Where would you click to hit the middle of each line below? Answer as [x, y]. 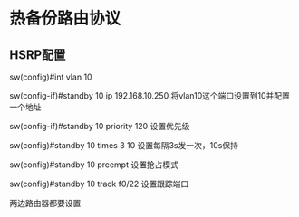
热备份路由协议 [65, 19]
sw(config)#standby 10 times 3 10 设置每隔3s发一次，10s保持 [124, 145]
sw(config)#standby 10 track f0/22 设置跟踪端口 [99, 184]
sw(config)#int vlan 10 [51, 77]
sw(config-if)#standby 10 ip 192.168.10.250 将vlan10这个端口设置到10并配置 [149, 95]
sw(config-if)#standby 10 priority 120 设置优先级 [100, 126]
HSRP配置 [38, 55]
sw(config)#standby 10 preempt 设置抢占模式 [94, 165]
